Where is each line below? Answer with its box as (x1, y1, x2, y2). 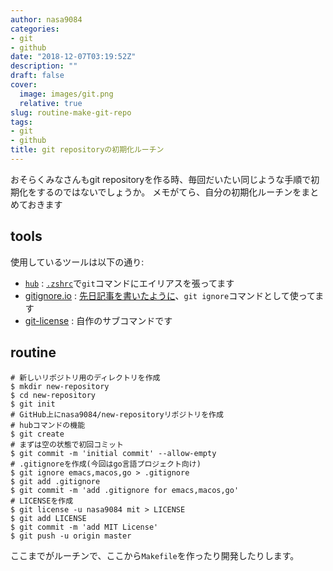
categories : (10, 24, 60, 34)
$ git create (10, 429, 65, 439)
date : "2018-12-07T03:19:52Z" (10, 52, 137, 62)
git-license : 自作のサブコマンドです (24, 314, 173, 326)
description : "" (10, 61, 78, 71)
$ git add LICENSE (10, 513, 87, 523)
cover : (10, 80, 38, 90)
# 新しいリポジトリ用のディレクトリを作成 (10, 372, 161, 383)
